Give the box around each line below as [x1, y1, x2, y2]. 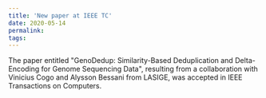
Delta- [234, 56, 256, 65]
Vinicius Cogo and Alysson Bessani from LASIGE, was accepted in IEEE [8, 73, 243, 82]
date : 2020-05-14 [8, 19, 66, 27]
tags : [8, 33, 26, 42]
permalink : [8, 26, 45, 34]
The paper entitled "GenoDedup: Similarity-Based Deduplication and [8, 56, 233, 65]
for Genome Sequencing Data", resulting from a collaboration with [41, 65, 258, 74]
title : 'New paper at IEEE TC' [8, 11, 113, 20]
